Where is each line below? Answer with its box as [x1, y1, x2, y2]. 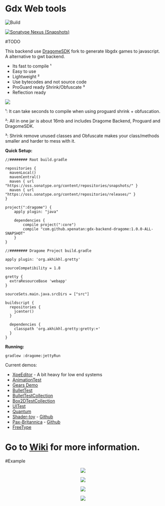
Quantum [12, 408, 32, 414]
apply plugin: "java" [14, 209, 58, 214]
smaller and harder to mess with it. [5, 138, 76, 144]
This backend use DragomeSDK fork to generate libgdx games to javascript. [5, 48, 160, 54]
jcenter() [14, 309, 35, 314]
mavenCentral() [9, 174, 41, 179]
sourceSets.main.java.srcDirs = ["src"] [5, 291, 90, 296]
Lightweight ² [12, 73, 40, 79]
